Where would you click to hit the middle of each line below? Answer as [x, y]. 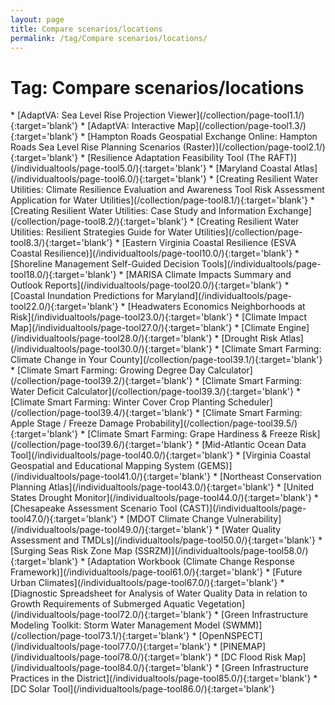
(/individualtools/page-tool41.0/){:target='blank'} [111, 477]
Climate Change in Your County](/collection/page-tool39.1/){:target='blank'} [166, 360]
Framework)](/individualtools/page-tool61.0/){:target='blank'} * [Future [156, 572]
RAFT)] [282, 158]
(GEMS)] [214, 466]
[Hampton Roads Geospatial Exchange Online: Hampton [202, 137]
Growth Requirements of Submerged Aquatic [103, 604]
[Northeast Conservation [270, 477]
